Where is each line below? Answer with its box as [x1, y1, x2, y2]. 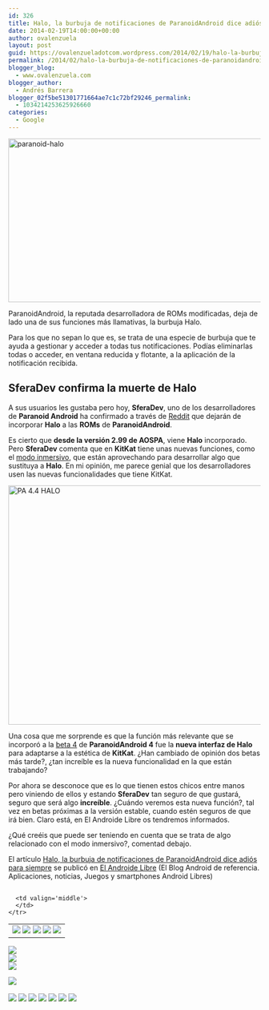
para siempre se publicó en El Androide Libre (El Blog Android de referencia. [8, 863, 260, 872]
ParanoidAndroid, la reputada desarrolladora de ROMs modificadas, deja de [8, 308, 259, 318]
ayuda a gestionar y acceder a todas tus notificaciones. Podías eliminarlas [8, 341, 254, 351]
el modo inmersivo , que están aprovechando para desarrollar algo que [8, 452, 240, 461]
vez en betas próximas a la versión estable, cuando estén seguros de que [8, 806, 251, 815]
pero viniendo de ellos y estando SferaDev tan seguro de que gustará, [8, 789, 241, 799]
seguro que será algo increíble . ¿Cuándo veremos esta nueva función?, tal [8, 798, 255, 807]
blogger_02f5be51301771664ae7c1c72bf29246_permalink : [8, 94, 192, 102]
